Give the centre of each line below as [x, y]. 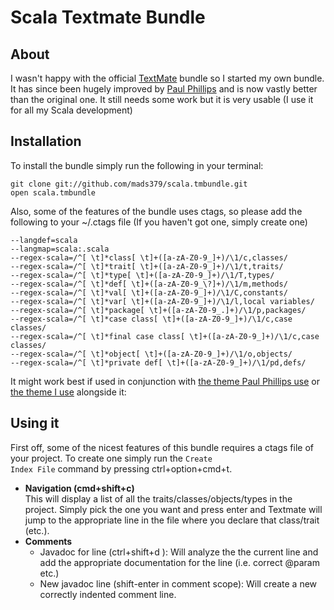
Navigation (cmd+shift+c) [79, 488]
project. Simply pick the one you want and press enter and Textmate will [173, 509]
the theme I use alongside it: [68, 392]
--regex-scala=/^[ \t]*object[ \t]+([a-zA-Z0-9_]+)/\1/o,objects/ [151, 354]
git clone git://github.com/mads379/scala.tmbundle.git [129, 184]
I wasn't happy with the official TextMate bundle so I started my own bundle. [167, 78]
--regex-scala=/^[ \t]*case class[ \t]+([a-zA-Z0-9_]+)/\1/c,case [151, 319]
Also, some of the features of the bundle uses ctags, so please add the [156, 211]
